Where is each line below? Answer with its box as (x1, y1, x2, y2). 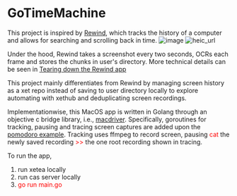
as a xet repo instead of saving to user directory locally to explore (7, 86, 199, 94)
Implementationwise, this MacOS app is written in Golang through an (7, 107, 207, 116)
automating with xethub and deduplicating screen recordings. (7, 94, 187, 102)
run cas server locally (17, 173, 81, 181)
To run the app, (7, 151, 52, 160)
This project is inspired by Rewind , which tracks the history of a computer (7, 28, 222, 37)
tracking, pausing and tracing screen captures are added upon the (7, 122, 201, 131)
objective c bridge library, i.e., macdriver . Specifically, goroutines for (7, 115, 207, 124)
